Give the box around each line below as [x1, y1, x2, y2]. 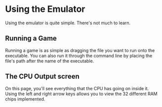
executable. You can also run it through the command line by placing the [5, 53, 153, 58]
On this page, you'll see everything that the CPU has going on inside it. [5, 85, 149, 91]
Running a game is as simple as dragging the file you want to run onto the [5, 47, 155, 53]
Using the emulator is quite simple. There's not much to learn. [5, 20, 131, 26]
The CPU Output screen [5, 72, 80, 81]
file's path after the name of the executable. [5, 58, 94, 64]
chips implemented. [5, 96, 45, 102]
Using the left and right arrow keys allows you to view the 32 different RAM [5, 91, 158, 97]
